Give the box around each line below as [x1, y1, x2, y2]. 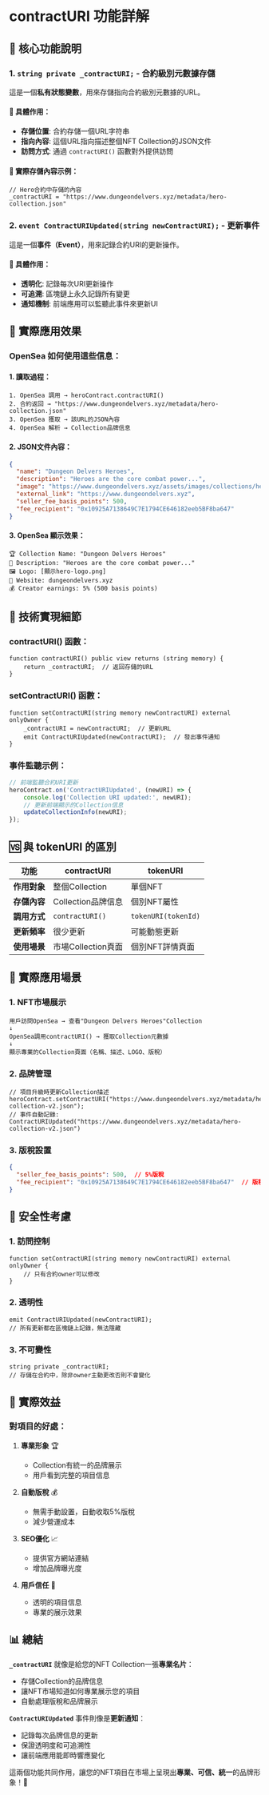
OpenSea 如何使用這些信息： [9, 351, 122, 362]
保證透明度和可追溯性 [20, 1740, 91, 1749]
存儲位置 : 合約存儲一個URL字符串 [20, 126, 130, 136]
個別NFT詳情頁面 [130, 941, 195, 952]
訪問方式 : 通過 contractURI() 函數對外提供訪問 [20, 146, 174, 156]
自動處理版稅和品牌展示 [20, 1696, 98, 1705]
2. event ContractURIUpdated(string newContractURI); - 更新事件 [9, 220, 260, 231]
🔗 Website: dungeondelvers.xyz [9, 576, 113, 584]
